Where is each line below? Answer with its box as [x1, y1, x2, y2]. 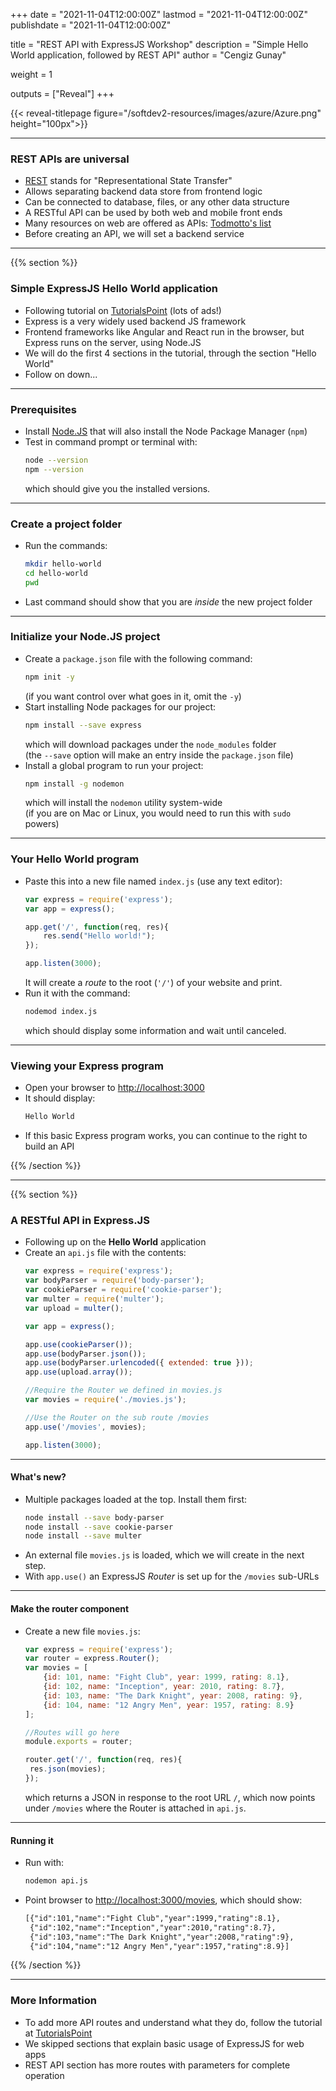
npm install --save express [24, 720, 142, 730]
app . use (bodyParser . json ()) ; [24, 1349, 147, 1359]
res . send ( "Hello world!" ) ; [43, 931, 156, 941]
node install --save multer [24, 1531, 142, 1541]
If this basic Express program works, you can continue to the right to [24, 1130, 308, 1142]
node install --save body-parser [24, 1512, 165, 1523]
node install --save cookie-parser [24, 1522, 174, 1532]
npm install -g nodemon [24, 779, 125, 789]
